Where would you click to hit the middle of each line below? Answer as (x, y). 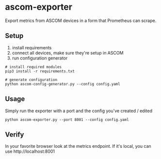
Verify (15, 134)
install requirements (32, 47)
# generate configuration (31, 79)
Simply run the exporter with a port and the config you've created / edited (79, 111)
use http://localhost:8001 (30, 151)
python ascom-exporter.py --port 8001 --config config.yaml (67, 119)
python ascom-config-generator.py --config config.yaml (63, 84)
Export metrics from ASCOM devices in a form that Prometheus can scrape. (81, 20)
